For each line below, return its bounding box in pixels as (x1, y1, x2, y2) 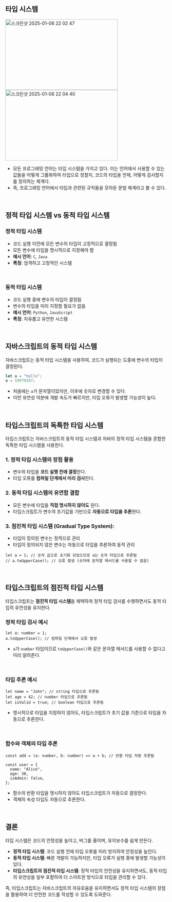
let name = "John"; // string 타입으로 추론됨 (5, 689, 99, 694)
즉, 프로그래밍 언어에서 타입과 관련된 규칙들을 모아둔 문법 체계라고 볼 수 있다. (12, 185, 166, 191)
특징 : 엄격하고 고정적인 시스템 (12, 260, 72, 266)
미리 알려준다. (12, 652, 41, 658)
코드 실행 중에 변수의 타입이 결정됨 (12, 296, 82, 302)
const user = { (5, 762, 38, 767)
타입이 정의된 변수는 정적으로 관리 (12, 535, 81, 541)
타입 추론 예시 (5, 676, 37, 684)
